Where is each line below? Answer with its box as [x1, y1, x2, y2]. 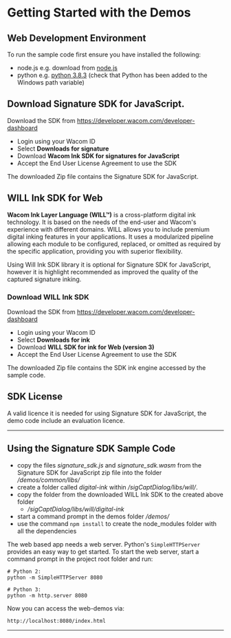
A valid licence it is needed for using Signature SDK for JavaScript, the [7, 409, 207, 417]
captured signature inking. [7, 275, 82, 283]
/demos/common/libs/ [16, 476, 80, 484]
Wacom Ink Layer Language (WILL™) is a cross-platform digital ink [7, 210, 196, 219]
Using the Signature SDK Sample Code [7, 443, 176, 454]
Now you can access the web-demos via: [7, 604, 125, 613]
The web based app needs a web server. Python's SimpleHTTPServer [7, 540, 201, 548]
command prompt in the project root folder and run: [7, 555, 153, 563]
